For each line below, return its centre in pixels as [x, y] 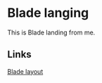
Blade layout [25, 71]
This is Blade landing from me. [51, 32]
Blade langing [48, 13]
